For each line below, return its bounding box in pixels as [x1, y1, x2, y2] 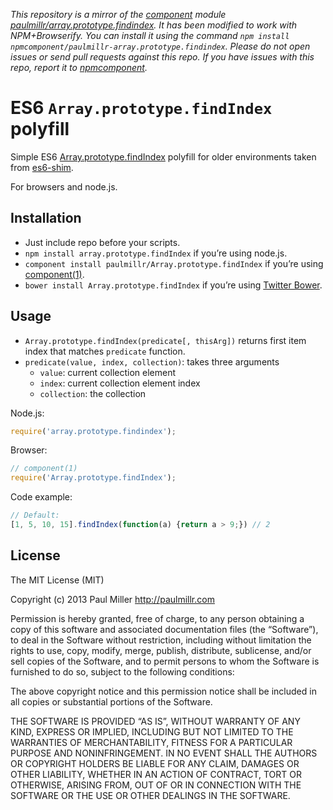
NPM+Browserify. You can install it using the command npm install [10, 30, 290, 41]
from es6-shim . [10, 161, 74, 173]
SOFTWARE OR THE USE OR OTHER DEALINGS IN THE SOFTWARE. [10, 789, 291, 801]
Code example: [10, 491, 73, 503]
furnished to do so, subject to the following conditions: [10, 665, 235, 678]
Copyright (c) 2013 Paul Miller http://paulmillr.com [10, 593, 215, 605]
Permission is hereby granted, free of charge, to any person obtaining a [10, 612, 305, 624]
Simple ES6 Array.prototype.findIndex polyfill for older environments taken [10, 150, 317, 163]
